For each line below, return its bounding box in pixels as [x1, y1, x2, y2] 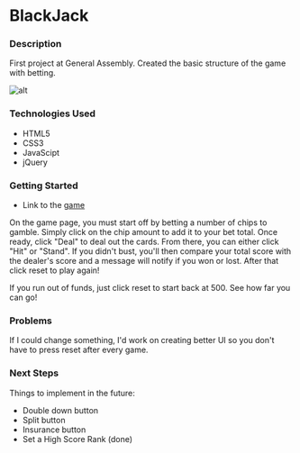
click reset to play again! [9, 265, 100, 276]
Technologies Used [9, 107, 96, 120]
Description [9, 38, 62, 50]
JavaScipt [22, 147, 60, 158]
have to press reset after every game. [9, 344, 149, 356]
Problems [9, 314, 52, 327]
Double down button [22, 404, 99, 415]
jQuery [22, 157, 48, 168]
